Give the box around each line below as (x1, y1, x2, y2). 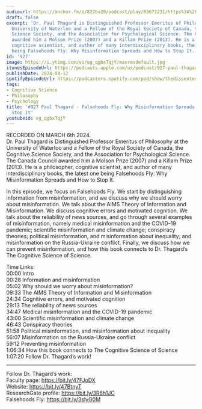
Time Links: (6, 263, 35, 271)
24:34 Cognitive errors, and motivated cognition (6, 295, 126, 303)
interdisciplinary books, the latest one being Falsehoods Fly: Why (6, 170, 168, 177)
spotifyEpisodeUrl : (6, 76, 55, 82)
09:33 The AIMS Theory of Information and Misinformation (6, 289, 152, 297)
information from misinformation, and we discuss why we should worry (6, 194, 182, 201)
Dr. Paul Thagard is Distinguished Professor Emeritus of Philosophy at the (6, 138, 188, 145)
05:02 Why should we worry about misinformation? (6, 283, 133, 290)
